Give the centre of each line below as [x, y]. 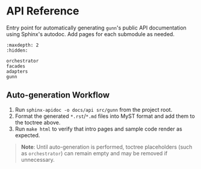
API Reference [43, 11]
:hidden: [17, 50]
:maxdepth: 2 [23, 45]
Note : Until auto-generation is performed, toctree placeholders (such [107, 147]
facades [16, 66]
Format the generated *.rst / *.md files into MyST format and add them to [105, 116]
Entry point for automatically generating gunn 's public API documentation [96, 28]
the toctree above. [38, 122]
